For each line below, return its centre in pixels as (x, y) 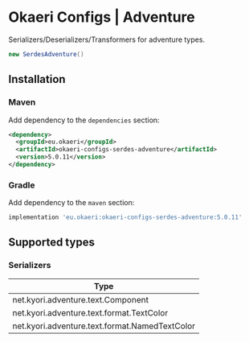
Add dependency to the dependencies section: (84, 120)
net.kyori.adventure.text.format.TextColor (90, 312)
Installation (37, 79)
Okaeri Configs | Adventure (102, 17)
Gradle (22, 185)
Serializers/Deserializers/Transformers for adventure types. (107, 39)
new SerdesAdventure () (46, 54)
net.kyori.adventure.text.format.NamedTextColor (104, 326)
